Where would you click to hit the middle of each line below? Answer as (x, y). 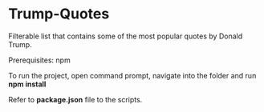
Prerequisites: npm (39, 60)
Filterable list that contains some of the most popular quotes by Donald (126, 36)
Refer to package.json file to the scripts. (75, 99)
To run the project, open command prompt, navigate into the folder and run (132, 75)
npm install (27, 84)
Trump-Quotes (59, 14)
